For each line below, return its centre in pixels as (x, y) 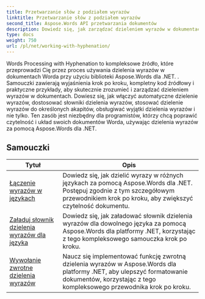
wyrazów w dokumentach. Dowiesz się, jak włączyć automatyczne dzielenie (102, 96)
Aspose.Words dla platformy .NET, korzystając (129, 231)
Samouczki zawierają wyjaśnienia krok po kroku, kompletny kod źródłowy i (100, 83)
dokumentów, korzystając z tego (109, 279)
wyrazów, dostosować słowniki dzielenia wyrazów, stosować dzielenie (95, 102)
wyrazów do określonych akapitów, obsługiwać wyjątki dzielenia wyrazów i (101, 109)
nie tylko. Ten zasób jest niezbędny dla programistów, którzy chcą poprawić (102, 115)
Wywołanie (25, 260)
